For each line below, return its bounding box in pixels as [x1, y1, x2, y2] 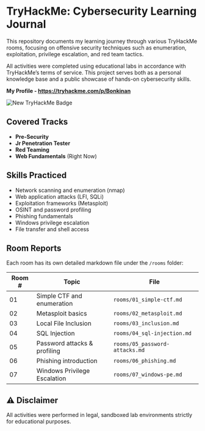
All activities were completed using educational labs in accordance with [6, 62, 186, 70]
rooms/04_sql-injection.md [113, 330, 192, 337]
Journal [6, 17, 46, 31]
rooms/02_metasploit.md [113, 310, 182, 317]
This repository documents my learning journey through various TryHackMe [6, 37, 197, 45]
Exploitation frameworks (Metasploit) [15, 199, 109, 207]
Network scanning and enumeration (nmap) [15, 186, 125, 194]
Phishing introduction [36, 356, 98, 365]
